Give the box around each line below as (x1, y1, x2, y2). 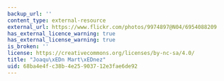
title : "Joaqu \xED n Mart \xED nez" (7, 56, 106, 63)
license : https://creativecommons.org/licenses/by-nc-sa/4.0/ (7, 50, 195, 57)
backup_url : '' (7, 10, 52, 18)
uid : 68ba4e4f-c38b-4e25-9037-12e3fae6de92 (7, 63, 138, 70)
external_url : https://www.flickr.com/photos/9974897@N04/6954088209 (7, 23, 218, 30)
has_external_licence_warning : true (7, 30, 116, 37)
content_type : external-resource (7, 17, 106, 24)
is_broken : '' (7, 43, 50, 50)
